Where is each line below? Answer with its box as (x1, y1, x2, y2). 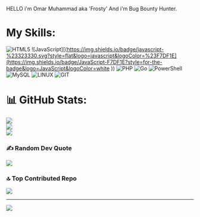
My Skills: (6, 26, 56, 39)
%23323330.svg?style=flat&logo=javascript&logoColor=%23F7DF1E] (6, 52, 177, 59)
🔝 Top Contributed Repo (6, 175, 77, 183)
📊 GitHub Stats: (6, 93, 87, 107)
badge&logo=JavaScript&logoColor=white (6, 65, 110, 72)
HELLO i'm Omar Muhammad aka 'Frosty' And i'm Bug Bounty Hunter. (6, 5, 177, 12)
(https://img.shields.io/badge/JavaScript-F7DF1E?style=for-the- (6, 58, 162, 65)
